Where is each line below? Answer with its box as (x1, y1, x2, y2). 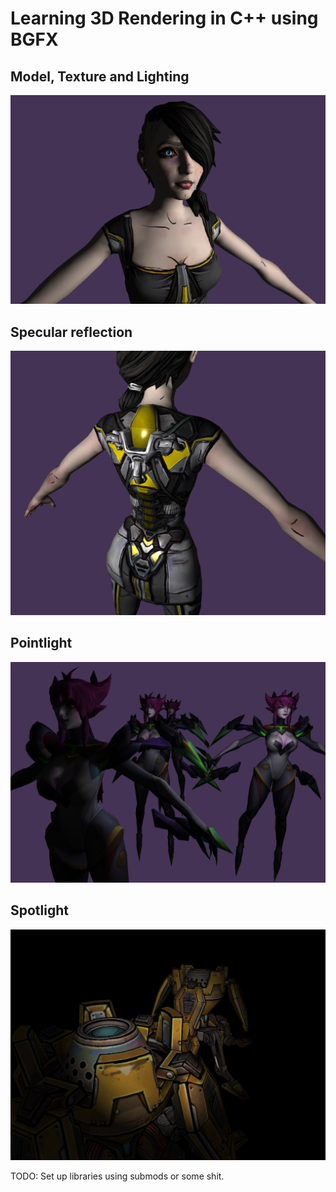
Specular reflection (10, 323, 133, 341)
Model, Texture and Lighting (10, 68, 190, 85)
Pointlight (10, 635, 73, 652)
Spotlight (10, 902, 70, 919)
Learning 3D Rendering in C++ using (10, 7, 319, 30)
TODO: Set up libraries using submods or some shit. (10, 1170, 225, 1182)
